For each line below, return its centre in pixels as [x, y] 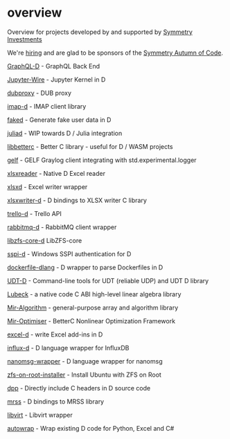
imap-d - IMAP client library [47, 106]
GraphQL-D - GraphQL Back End [54, 66]
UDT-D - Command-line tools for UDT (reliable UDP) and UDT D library [108, 280]
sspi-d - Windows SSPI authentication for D [69, 253]
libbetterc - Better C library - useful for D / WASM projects [90, 146]
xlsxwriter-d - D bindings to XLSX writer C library [77, 200]
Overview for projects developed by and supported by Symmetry [100, 32]
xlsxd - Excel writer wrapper [47, 187]
